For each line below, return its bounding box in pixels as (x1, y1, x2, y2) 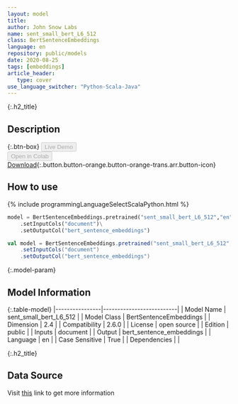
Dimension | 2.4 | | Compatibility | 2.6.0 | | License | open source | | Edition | (7, 320, 229, 329)
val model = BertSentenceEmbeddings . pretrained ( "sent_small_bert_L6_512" (7, 239, 230, 247)
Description (7, 123, 60, 135)
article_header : (7, 70, 55, 77)
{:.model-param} (7, 266, 57, 274)
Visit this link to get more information (7, 388, 115, 397)
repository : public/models (7, 50, 87, 58)
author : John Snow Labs (7, 23, 78, 31)
